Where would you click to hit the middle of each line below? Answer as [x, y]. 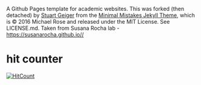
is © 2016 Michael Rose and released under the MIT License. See [88, 22]
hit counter [35, 59]
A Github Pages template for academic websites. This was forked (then [95, 9]
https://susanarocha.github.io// [45, 35]
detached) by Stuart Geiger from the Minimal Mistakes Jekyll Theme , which [101, 15]
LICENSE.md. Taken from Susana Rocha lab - [63, 28]
